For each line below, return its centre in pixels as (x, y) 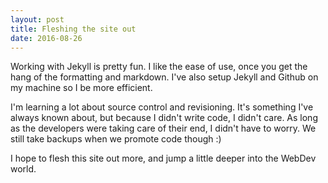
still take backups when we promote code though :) (116, 139)
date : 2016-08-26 (46, 38)
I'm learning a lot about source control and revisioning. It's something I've (162, 107)
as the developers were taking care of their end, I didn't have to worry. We (163, 128)
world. (23, 169)
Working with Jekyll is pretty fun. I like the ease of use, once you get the (159, 67)
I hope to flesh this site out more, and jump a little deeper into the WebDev (163, 158)
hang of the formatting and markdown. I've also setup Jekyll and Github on (164, 77)
